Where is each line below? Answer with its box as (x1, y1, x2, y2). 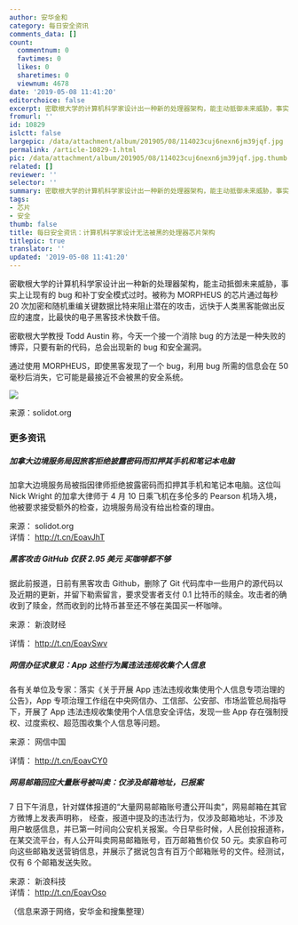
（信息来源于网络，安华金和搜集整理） (9, 905, 149, 916)
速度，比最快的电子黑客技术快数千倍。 (24, 312, 165, 322)
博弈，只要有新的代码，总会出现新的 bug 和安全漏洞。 (9, 342, 207, 352)
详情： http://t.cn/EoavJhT (9, 531, 105, 543)
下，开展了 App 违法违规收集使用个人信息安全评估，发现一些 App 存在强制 (9, 706, 281, 717)
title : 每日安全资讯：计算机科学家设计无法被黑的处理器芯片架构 (9, 228, 216, 237)
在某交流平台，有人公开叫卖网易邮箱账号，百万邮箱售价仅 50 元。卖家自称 (9, 834, 280, 845)
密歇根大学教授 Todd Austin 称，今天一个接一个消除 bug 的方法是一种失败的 (9, 331, 286, 341)
